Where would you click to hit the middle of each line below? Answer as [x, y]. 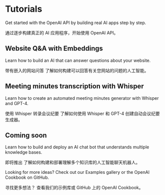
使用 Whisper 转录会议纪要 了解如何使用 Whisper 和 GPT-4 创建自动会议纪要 [82, 113]
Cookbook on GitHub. [27, 177]
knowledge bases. [24, 152]
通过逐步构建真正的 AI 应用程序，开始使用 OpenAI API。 [62, 32]
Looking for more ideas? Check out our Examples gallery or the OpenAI [77, 172]
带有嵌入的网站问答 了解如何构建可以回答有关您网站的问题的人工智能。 [77, 70]
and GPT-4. [17, 103]
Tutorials [24, 9]
